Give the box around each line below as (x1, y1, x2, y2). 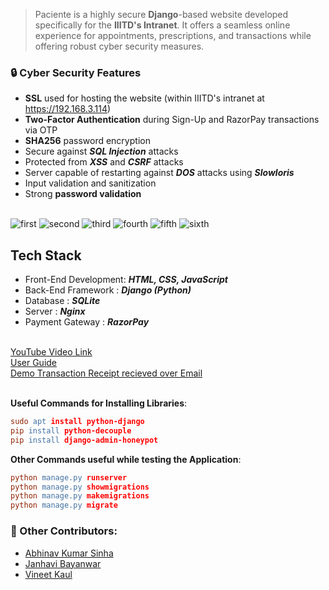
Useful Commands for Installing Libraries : (10, 397, 188, 409)
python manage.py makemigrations (10, 491, 150, 501)
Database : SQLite (24, 295, 101, 307)
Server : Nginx (24, 305, 86, 318)
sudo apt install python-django (10, 417, 145, 427)
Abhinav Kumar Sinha (24, 547, 114, 559)
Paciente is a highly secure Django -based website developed (34, 9, 289, 20)
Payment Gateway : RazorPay (24, 316, 150, 328)
